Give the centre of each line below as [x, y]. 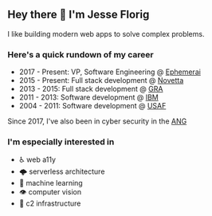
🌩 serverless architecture [62, 171]
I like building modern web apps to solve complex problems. [106, 33]
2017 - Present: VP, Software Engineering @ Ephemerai [110, 72]
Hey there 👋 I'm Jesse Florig [79, 15]
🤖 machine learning [51, 183]
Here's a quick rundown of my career [80, 54]
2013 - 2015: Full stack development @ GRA [91, 89]
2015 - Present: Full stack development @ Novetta [101, 81]
